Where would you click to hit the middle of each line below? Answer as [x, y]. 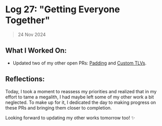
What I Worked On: [36, 50]
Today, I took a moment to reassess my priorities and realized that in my [81, 91]
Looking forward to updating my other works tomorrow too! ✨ [70, 118]
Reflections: [25, 79]
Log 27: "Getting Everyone [63, 9]
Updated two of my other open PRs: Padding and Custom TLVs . [79, 63]
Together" [28, 20]
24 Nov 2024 [32, 34]
